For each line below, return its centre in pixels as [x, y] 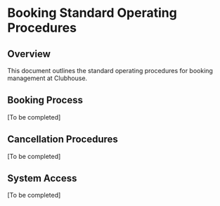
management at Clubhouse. [47, 78]
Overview [29, 54]
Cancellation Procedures [63, 140]
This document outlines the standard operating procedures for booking [110, 71]
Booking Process [45, 100]
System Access [42, 178]
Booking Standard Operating [92, 13]
